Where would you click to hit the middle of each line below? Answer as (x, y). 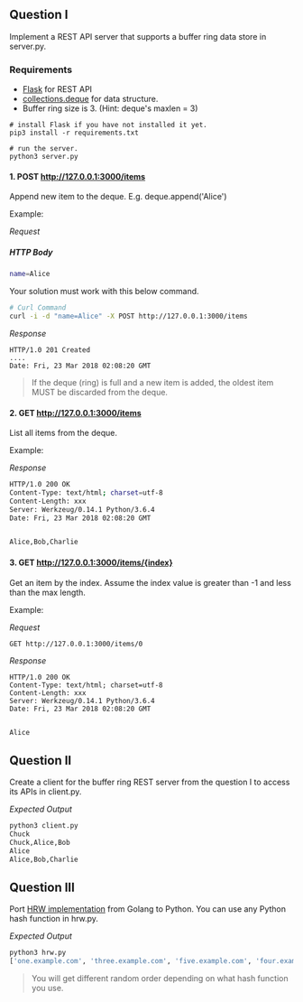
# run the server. (44, 149)
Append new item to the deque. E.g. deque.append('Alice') (118, 197)
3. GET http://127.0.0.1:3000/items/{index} (91, 562)
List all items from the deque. (63, 433)
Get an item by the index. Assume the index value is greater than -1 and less (150, 582)
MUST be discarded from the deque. (100, 392)
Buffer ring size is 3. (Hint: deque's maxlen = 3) (110, 108)
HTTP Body (31, 252)
